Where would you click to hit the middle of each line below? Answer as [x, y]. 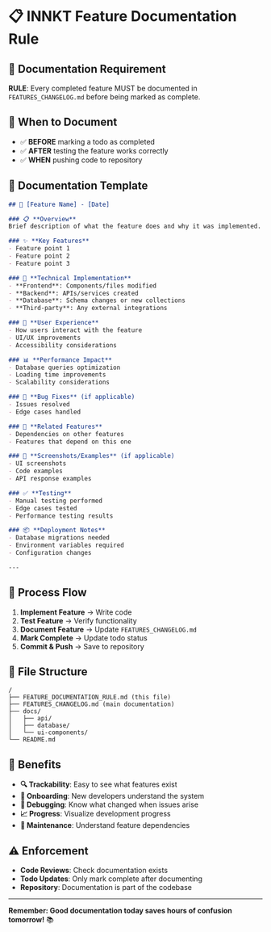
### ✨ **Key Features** [49, 241]
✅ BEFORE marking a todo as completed [88, 141]
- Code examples [35, 471]
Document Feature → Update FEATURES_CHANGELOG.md [108, 629]
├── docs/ [25, 712]
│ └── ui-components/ [48, 733]
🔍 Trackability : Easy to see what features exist [98, 784]
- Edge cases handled [45, 412]
